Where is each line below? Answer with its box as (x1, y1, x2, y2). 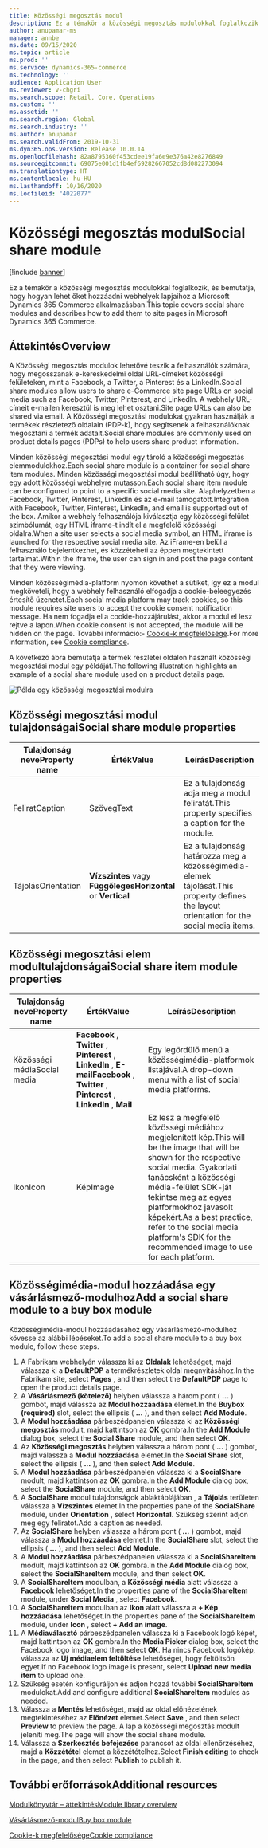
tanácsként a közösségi (147, 1172, 236, 1182)
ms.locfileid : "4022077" (9, 189, 91, 198)
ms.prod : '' (9, 57, 49, 65)
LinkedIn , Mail (76, 1099, 133, 1110)
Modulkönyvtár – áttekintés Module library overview (9, 1799, 177, 1809)
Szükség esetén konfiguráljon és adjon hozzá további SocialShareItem (20, 1679, 254, 1689)
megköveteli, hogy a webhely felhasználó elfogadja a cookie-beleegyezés (9, 587, 251, 596)
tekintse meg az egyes (147, 1192, 232, 1202)
